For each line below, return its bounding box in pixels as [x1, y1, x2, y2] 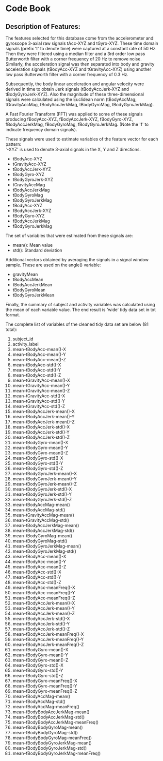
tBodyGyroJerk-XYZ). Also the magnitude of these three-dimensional [5, 91, 144, 97]
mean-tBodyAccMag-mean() [12, 502, 70, 507]
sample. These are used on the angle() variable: [5, 262, 101, 268]
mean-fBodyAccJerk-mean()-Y [12, 605, 75, 611]
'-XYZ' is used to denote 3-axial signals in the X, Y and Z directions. [5, 147, 141, 152]
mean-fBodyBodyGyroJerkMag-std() [12, 745, 87, 751]
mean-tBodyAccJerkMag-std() [12, 527, 74, 533]
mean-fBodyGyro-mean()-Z [12, 657, 68, 663]
